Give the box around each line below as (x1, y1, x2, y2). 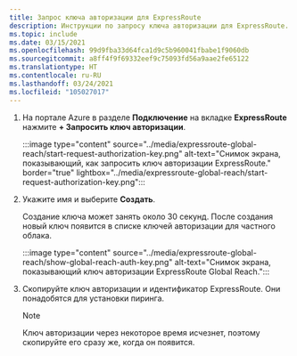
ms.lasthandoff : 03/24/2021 (9, 79, 114, 88)
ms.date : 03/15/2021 (9, 37, 87, 47)
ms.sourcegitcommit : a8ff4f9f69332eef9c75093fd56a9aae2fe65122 (9, 54, 250, 63)
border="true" (21, 166, 75, 178)
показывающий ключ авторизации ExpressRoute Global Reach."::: (21, 266, 270, 277)
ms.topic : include (9, 29, 78, 38)
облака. (21, 230, 52, 240)
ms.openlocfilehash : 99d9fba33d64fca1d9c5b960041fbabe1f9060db (9, 46, 250, 55)
